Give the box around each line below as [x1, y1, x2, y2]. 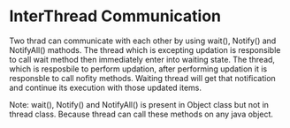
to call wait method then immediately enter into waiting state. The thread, [9, 54, 276, 64]
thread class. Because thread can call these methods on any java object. [9, 109, 274, 119]
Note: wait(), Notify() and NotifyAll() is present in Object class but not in [9, 99, 270, 109]
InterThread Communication [9, 6, 221, 26]
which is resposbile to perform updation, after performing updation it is [9, 64, 268, 74]
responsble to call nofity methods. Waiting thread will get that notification [9, 72, 276, 83]
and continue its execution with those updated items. [9, 82, 202, 93]
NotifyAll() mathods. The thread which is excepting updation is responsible [9, 44, 281, 55]
